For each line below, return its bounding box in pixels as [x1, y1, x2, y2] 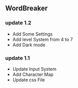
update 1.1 [5, 54, 30, 62]
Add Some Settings [12, 31, 53, 37]
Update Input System [12, 66, 57, 72]
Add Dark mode [12, 42, 46, 48]
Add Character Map [12, 71, 54, 77]
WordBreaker [5, 4, 48, 13]
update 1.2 [5, 19, 32, 26]
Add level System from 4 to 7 [12, 36, 73, 42]
